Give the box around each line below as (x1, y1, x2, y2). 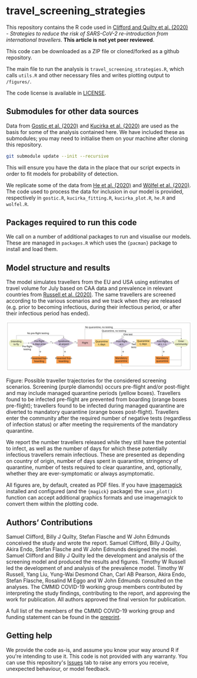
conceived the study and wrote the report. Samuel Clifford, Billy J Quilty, (6, 539, 181, 546)
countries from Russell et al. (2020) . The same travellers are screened (6, 291, 176, 298)
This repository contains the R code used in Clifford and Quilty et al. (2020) (6, 24, 188, 31)
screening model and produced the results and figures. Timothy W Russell (6, 558, 186, 565)
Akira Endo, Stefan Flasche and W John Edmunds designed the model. (6, 545, 178, 553)
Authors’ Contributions (6, 517, 93, 527)
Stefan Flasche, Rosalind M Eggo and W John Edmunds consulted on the (6, 577, 183, 584)
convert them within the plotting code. (6, 500, 99, 507)
